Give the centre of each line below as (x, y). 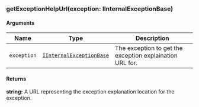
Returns (16, 79)
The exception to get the (149, 48)
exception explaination (146, 56)
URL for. (126, 63)
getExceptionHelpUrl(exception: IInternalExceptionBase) (90, 9)
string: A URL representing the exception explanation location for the (90, 92)
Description (153, 38)
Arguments (20, 23)
